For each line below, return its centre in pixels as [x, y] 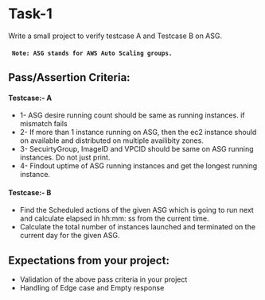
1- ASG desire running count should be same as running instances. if [132, 115]
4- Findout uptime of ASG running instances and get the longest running [138, 166]
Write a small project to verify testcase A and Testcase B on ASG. [115, 36]
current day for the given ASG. [70, 236]
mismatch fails [43, 124]
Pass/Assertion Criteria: [69, 77]
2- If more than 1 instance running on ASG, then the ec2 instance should [138, 133]
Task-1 [31, 14]
